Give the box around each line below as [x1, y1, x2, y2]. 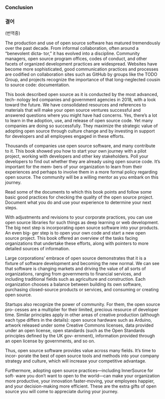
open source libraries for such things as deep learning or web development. [5, 220, 159, 226]
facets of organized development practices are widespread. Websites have [5, 61, 158, 67]
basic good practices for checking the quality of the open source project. [5, 194, 154, 200]
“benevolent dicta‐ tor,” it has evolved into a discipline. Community [5, 51, 140, 57]
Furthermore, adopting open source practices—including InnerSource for [5, 367, 154, 373]
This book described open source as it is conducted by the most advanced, [5, 92, 159, 98]
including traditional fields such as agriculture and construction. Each [5, 276, 146, 282]
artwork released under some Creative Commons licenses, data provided [5, 322, 154, 329]
